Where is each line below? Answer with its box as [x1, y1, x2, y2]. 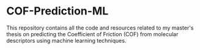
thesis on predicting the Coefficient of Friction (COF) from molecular [6, 30, 179, 37]
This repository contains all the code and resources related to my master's [6, 24, 194, 31]
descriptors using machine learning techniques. [6, 37, 127, 44]
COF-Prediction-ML [6, 4, 109, 18]
